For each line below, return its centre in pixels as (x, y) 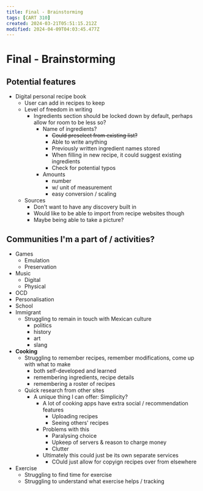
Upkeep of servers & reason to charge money (109, 442)
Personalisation (35, 300)
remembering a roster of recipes (74, 384)
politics (42, 325)
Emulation (37, 260)
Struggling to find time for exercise (68, 475)
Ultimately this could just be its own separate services (111, 456)
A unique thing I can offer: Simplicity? (81, 397)
